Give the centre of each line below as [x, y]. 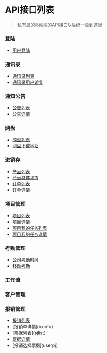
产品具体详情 [25, 177]
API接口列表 [30, 10]
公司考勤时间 [25, 260]
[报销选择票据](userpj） [36, 345]
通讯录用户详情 [27, 82]
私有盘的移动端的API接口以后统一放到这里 [60, 25]
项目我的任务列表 [30, 228]
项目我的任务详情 [30, 234]
